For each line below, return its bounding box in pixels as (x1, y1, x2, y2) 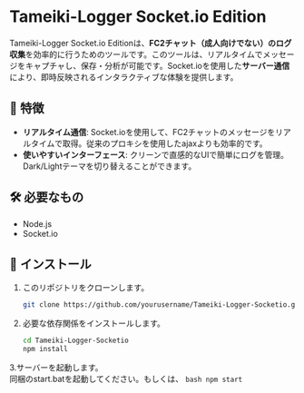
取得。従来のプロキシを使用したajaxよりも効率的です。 (62, 138, 268, 149)
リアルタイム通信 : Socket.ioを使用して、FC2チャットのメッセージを (22, 126, 276, 137)
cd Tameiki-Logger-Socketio (22, 336, 129, 346)
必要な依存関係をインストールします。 (22, 318, 166, 329)
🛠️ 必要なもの (9, 190, 84, 205)
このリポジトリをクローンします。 (22, 282, 150, 293)
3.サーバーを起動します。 (9, 362, 103, 373)
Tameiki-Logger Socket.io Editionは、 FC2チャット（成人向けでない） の (9, 37, 277, 48)
